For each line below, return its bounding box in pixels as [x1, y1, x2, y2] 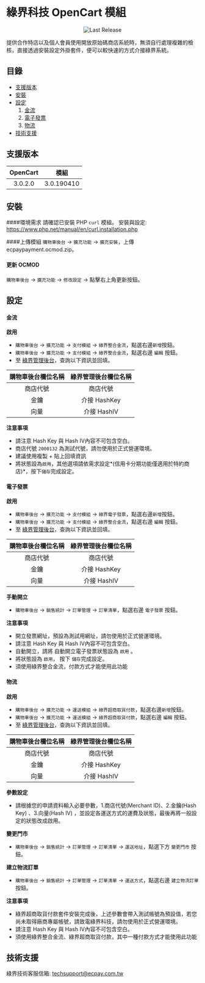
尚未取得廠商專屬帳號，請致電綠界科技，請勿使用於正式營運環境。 [15, 918, 181, 925]
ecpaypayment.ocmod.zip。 [6, 246, 77, 254]
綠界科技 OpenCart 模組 [6, 5, 126, 20]
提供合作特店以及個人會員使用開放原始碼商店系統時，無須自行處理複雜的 [6, 38, 188, 46]
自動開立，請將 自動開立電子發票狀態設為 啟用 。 [15, 648, 136, 655]
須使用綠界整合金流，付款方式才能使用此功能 [15, 663, 128, 670]
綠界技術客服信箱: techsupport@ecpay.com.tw [6, 970, 124, 978]
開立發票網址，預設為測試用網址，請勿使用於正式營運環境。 [15, 632, 165, 640]
